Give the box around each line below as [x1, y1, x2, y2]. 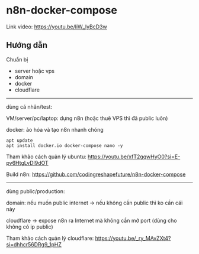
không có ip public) [6, 223, 53, 230]
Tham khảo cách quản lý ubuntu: [6, 153, 87, 160]
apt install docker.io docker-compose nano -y [6, 142, 123, 148]
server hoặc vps [14, 67, 55, 74]
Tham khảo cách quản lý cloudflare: [6, 235, 94, 242]
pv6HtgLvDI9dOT [6, 159, 49, 166]
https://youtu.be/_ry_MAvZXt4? [95, 235, 171, 242]
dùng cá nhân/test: [6, 103, 52, 110]
